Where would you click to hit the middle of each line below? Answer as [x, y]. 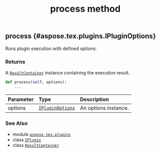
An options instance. [104, 108]
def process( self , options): [36, 82]
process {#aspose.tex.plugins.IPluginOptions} [81, 36]
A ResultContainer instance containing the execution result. [68, 72]
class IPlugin [27, 139]
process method [85, 9]
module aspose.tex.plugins [42, 134]
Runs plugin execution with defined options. [51, 48]
